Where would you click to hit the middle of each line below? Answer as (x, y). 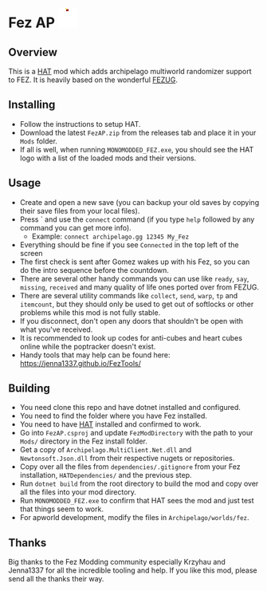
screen (31, 253)
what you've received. (56, 329)
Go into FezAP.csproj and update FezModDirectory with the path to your (136, 433)
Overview (33, 52)
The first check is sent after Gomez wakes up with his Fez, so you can (135, 262)
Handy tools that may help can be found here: (95, 355)
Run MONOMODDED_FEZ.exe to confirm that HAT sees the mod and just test (137, 501)
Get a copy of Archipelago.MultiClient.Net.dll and (106, 450)
